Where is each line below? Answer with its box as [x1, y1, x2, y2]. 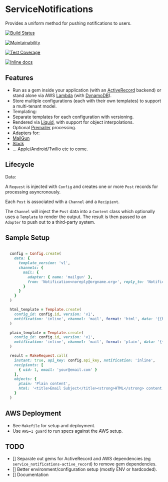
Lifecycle [5, 160, 34, 169]
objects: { [14, 376, 37, 381]
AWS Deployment [5, 409, 61, 418]
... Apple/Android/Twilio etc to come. [12, 146, 88, 152]
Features [5, 74, 33, 82]
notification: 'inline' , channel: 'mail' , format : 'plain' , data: [14, 339, 155, 345]
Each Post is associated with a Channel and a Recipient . [5, 199, 120, 205]
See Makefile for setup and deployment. [12, 422, 96, 428]
